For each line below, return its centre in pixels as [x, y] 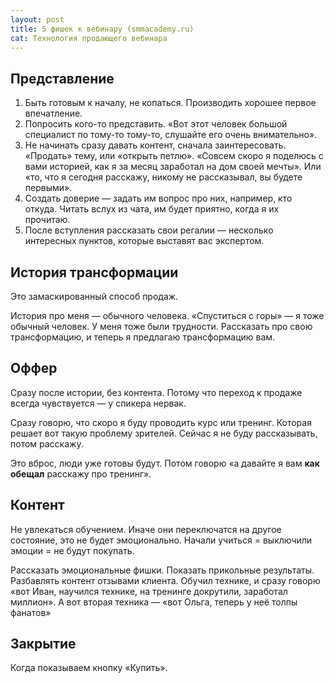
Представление [62, 78]
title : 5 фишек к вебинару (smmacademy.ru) [102, 29]
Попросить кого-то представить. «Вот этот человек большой [156, 124]
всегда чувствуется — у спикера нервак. [98, 403]
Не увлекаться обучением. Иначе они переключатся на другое [146, 529]
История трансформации [94, 272]
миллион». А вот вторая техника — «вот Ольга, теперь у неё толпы [154, 602]
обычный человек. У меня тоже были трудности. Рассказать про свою [161, 326]
